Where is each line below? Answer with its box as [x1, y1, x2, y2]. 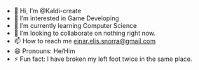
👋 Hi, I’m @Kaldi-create [13, 7, 82, 15]
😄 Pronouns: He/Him [13, 47, 76, 55]
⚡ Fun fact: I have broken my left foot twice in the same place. [13, 55, 193, 63]
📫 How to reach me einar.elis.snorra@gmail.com [13, 37, 156, 45]
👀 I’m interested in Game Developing [13, 14, 119, 22]
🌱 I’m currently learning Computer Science [13, 22, 137, 29]
